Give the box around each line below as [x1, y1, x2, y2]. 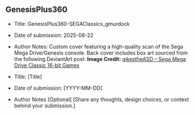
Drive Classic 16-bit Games [13, 62, 80, 69]
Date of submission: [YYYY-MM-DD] [13, 84, 103, 92]
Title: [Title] [13, 73, 42, 80]
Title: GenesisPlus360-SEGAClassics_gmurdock [13, 20, 130, 27]
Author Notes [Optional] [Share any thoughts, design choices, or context [13, 96, 189, 103]
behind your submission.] [13, 102, 76, 109]
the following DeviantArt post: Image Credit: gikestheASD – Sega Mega [13, 55, 186, 62]
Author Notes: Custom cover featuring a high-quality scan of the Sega [13, 43, 184, 50]
